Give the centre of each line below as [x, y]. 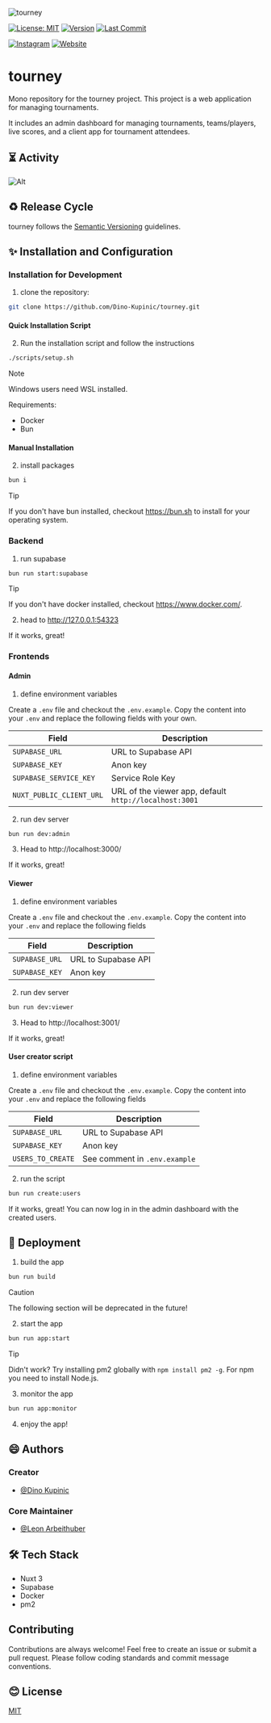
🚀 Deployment [44, 1243]
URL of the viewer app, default [169, 791]
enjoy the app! [44, 1424]
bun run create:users [45, 1193]
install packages [47, 465]
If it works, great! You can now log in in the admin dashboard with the [124, 1208]
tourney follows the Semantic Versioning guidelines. [95, 226]
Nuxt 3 [31, 1578]
